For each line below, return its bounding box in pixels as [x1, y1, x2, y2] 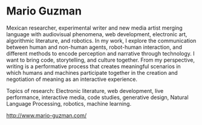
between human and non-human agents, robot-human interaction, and [6, 43, 183, 51]
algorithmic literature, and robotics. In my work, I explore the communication [6, 37, 197, 44]
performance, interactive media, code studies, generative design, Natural [6, 94, 189, 101]
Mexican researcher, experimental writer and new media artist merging [6, 24, 183, 31]
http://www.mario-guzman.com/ [6, 112, 86, 119]
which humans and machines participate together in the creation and [6, 69, 178, 76]
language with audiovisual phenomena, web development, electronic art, [6, 30, 187, 37]
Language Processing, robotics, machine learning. [6, 100, 132, 107]
